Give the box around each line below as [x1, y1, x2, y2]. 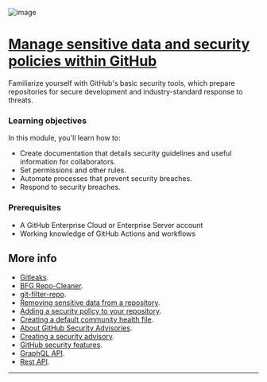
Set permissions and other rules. [19, 165, 127, 175]
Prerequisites [8, 203, 61, 214]
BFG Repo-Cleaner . [19, 281, 83, 291]
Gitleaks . [19, 272, 49, 282]
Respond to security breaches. [19, 183, 121, 192]
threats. [8, 95, 33, 105]
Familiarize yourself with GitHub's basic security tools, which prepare [8, 78, 236, 87]
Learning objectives [8, 115, 87, 126]
